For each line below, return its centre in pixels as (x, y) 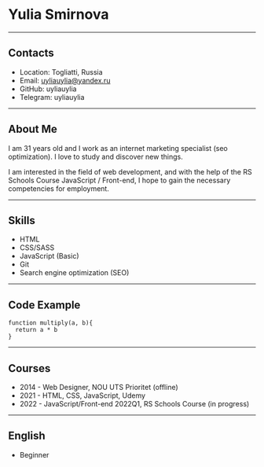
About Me (33, 129)
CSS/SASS (37, 248)
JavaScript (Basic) (49, 256)
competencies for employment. (59, 188)
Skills (22, 221)
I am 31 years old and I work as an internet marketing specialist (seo (118, 148)
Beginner (34, 454)
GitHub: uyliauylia (48, 89)
